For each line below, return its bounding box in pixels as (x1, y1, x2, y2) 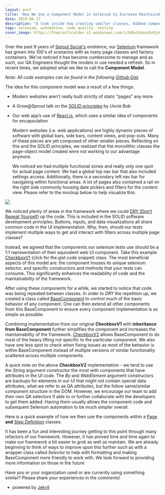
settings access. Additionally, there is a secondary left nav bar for (12, 174, 145, 179)
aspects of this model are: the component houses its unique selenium (5, 260, 146, 266)
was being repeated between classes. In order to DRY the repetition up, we (5, 290, 157, 296)
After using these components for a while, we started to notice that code (5, 285, 152, 291)
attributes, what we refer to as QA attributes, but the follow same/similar (5, 383, 151, 389)
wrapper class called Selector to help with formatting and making (5, 450, 137, 455)
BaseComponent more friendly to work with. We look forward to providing (5, 455, 155, 460)
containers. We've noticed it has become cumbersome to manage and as (5, 54, 153, 60)
